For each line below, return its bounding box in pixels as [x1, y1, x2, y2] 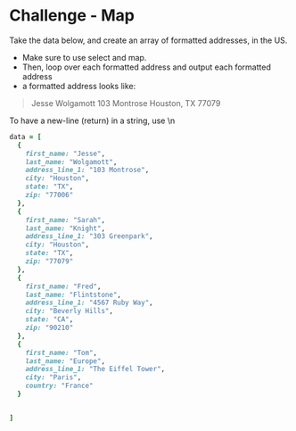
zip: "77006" [25, 191, 74, 200]
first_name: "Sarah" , [25, 215, 105, 224]
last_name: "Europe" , [25, 356, 105, 366]
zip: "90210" [25, 323, 74, 333]
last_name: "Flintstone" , [25, 290, 122, 299]
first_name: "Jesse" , [25, 149, 105, 158]
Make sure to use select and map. [21, 52, 147, 62]
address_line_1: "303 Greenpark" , [25, 232, 153, 241]
